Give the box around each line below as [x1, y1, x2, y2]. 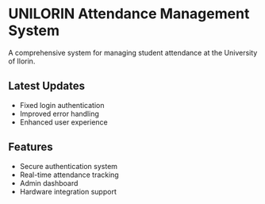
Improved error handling [19, 109, 99, 118]
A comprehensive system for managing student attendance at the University [8, 48, 258, 57]
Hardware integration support [19, 187, 117, 196]
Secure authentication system [19, 161, 117, 171]
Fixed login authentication [19, 100, 105, 110]
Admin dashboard [19, 178, 79, 187]
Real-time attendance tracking [19, 170, 119, 179]
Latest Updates [8, 79, 86, 93]
